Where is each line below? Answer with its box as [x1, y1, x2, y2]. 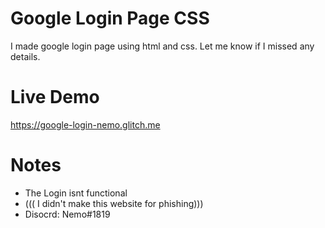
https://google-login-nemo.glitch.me [10, 118, 161, 131]
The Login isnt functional [24, 187, 128, 199]
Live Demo [10, 86, 100, 109]
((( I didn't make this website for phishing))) [24, 197, 204, 209]
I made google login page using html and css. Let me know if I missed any [10, 40, 315, 52]
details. [10, 50, 41, 62]
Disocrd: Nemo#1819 [24, 208, 111, 220]
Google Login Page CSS [10, 7, 210, 30]
